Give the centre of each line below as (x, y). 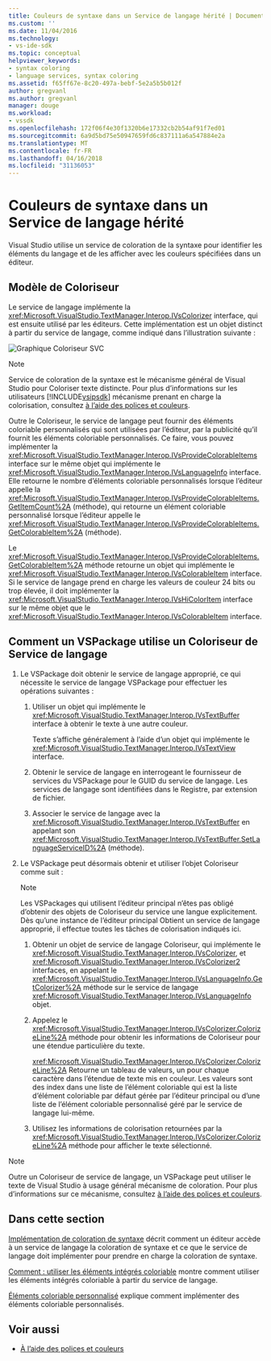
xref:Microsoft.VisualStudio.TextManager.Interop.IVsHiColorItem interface (131, 599)
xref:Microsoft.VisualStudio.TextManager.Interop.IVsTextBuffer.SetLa (146, 839)
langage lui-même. (63, 1113)
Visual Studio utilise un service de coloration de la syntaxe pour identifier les (135, 245)
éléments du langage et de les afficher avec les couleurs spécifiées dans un (135, 254)
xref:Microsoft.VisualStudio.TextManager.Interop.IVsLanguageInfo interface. (135, 472)
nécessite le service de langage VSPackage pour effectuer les (123, 682)
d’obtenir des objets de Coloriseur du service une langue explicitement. (139, 911)
